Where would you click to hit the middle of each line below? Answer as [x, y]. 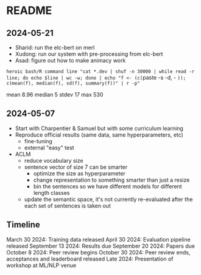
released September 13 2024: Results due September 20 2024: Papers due [100, 246]
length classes [51, 192]
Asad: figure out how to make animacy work [70, 60]
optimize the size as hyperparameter [79, 173]
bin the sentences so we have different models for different [108, 186]
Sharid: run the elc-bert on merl [55, 47]
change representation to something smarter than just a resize [111, 180]
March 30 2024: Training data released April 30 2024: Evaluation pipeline [98, 239]
